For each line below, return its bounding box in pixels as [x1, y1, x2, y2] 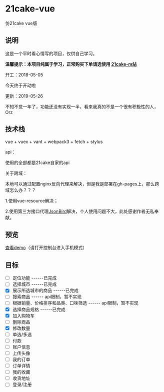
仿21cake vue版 [5, 20, 37, 26]
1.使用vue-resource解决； [5, 197, 58, 203]
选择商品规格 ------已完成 [12, 306, 66, 312]
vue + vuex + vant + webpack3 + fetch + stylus [5, 138, 103, 144]
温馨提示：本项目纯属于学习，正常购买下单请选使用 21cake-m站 [5, 61, 137, 67]
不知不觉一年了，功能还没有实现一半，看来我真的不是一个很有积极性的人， [5, 103, 158, 109]
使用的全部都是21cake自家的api [5, 159, 70, 165]
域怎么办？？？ [5, 187, 36, 193]
